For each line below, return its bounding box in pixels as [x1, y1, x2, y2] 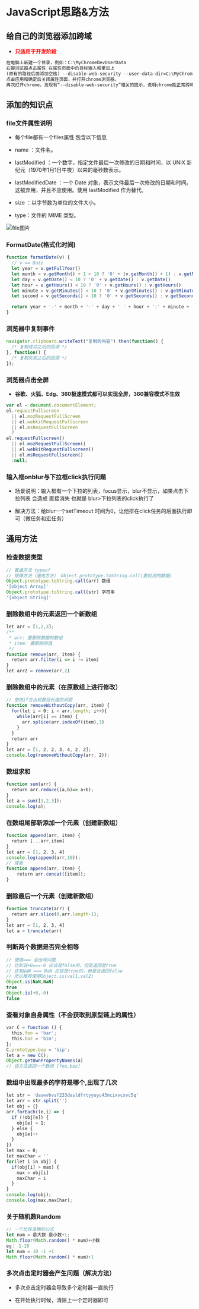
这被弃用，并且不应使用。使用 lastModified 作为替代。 [14, 187, 147, 194]
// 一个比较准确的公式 [6, 1226, 54, 1232]
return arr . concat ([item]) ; [17, 871, 86, 877]
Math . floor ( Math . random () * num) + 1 [6, 1254, 94, 1260]
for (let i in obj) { [6, 1159, 57, 1165]
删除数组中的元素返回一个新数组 [6, 610, 98, 618]
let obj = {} [6, 1103, 38, 1109]
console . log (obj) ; [6, 1192, 52, 1198]
